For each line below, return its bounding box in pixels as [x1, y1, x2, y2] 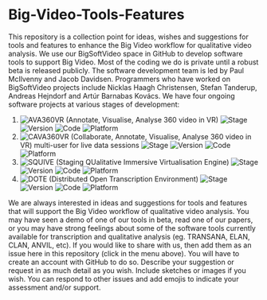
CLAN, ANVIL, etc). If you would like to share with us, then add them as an [8, 240, 252, 250]
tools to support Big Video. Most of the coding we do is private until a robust [8, 57, 259, 67]
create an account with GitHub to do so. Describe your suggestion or [8, 257, 235, 267]
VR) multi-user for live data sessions [19, 140, 139, 150]
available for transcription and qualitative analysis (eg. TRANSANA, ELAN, [8, 232, 250, 241]
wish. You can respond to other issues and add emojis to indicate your [8, 274, 239, 283]
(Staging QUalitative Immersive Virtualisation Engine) [55, 157, 230, 166]
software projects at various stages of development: [8, 99, 180, 109]
